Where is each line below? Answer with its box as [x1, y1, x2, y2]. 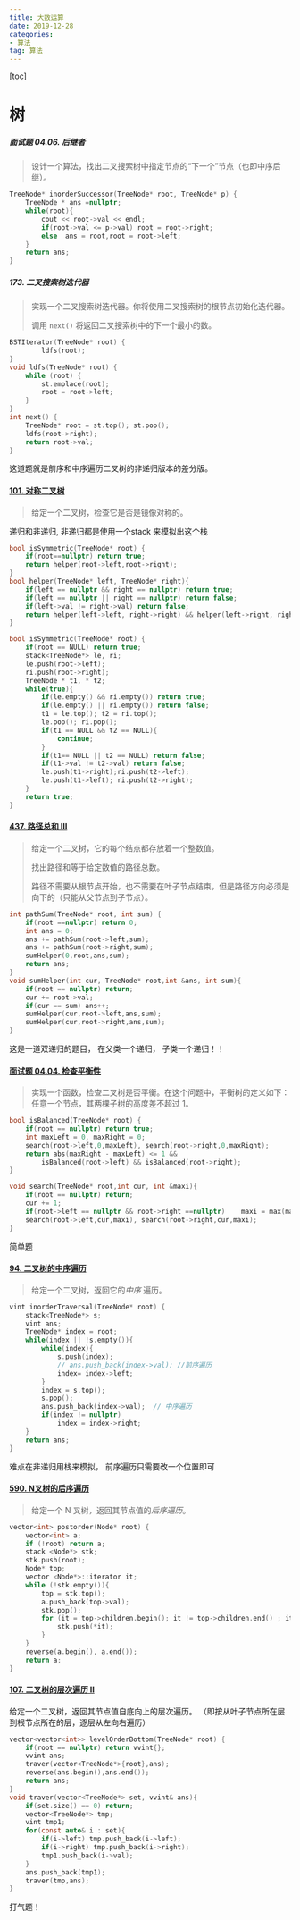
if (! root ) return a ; [25, 1539, 105, 1548]
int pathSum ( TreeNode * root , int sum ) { [9, 909, 162, 919]
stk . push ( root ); [25, 1556, 87, 1565]
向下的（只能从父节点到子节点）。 [30, 891, 154, 903]
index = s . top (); [41, 1385, 105, 1394]
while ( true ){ [25, 685, 74, 694]
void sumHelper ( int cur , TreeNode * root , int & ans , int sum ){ [9, 976, 242, 985]
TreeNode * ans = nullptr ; [25, 198, 122, 207]
